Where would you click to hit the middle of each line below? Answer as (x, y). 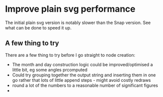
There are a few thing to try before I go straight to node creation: (70, 55)
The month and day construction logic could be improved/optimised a (82, 64)
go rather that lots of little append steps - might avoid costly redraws (81, 80)
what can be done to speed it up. (38, 27)
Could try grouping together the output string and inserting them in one (84, 75)
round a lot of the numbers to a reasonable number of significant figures (85, 85)
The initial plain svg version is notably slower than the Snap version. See (78, 23)
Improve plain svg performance (70, 9)
